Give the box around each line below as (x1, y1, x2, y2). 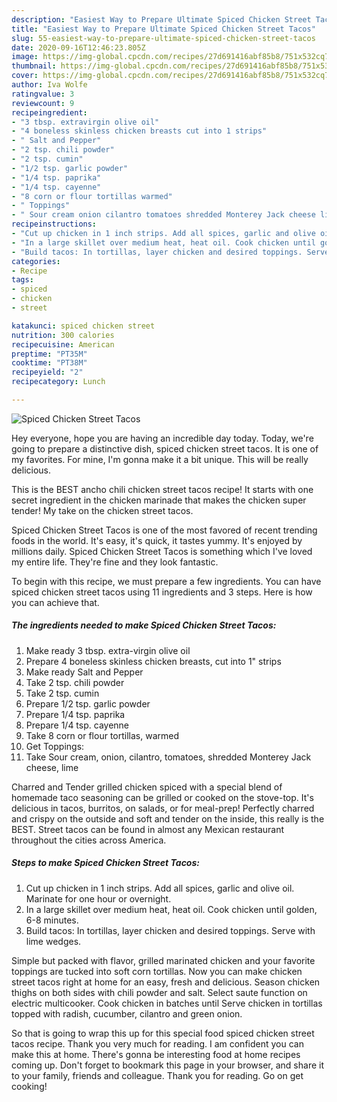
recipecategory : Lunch (11, 377, 106, 387)
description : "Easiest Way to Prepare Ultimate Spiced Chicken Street (11, 14, 312, 25)
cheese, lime (25, 761, 79, 773)
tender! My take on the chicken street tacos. (11, 504, 194, 516)
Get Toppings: (25, 740, 85, 752)
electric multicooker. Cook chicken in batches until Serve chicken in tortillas (11, 997, 323, 1009)
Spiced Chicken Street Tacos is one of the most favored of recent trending (11, 524, 318, 536)
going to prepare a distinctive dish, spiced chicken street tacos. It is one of (11, 442, 319, 455)
